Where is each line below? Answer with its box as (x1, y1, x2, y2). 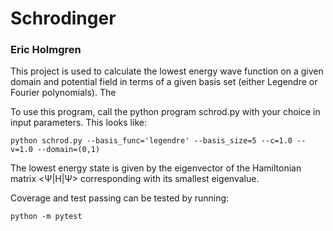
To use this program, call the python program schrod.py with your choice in (10, 106, 321, 118)
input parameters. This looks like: (10, 117, 147, 129)
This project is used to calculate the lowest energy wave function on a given (10, 65, 324, 77)
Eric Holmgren (10, 43, 82, 57)
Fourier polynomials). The (10, 87, 117, 99)
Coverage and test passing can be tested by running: (10, 192, 230, 204)
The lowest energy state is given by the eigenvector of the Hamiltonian (10, 162, 302, 174)
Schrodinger (10, 7, 117, 30)
